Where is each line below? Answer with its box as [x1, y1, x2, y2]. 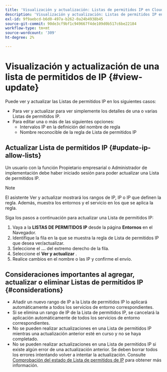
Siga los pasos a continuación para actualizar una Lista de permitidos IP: [5, 214, 154, 220]
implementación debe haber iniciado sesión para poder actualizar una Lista [5, 170, 159, 176]
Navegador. [12, 229, 36, 235]
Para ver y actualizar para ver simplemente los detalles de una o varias [12, 108, 158, 114]
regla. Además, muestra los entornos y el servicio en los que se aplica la [5, 199, 154, 205]
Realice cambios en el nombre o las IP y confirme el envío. [12, 256, 132, 262]
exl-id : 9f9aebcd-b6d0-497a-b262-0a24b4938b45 [5, 16, 103, 21]
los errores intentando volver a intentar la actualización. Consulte [12, 352, 146, 358]
